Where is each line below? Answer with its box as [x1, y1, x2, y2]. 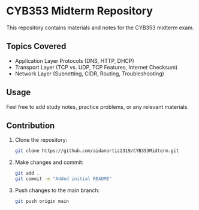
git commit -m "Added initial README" [14, 176, 112, 182]
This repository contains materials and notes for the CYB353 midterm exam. [6, 24, 194, 31]
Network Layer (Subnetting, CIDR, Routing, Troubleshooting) [14, 70, 165, 77]
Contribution [6, 120, 55, 130]
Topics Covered [6, 41, 67, 51]
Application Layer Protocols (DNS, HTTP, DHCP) [14, 57, 135, 64]
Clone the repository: [14, 136, 68, 144]
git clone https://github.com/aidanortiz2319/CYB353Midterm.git [14, 148, 179, 154]
